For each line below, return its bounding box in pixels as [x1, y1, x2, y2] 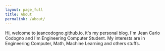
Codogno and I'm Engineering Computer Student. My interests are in [5, 35, 145, 41]
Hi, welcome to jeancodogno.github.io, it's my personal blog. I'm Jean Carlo [5, 30, 160, 36]
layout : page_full [5, 7, 43, 12]
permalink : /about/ [5, 16, 46, 21]
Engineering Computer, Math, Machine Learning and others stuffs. [5, 41, 140, 47]
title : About [5, 12, 32, 17]
